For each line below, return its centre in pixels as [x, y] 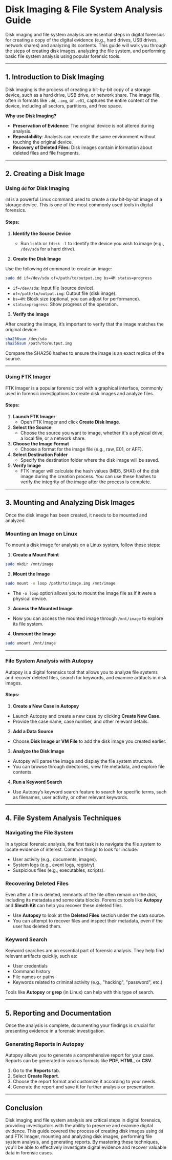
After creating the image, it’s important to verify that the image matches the [84, 324]
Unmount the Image [34, 634]
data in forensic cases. [29, 1153]
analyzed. [16, 520]
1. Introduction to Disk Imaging [55, 77]
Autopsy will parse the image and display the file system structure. [83, 761]
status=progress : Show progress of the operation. [65, 304]
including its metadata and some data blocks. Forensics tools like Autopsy [84, 900]
